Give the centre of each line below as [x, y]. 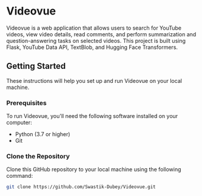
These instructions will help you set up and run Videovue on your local [94, 80]
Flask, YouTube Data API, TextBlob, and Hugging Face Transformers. [92, 47]
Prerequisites [26, 103]
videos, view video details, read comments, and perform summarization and [101, 34]
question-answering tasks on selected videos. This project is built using [96, 41]
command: [20, 176]
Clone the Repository [38, 156]
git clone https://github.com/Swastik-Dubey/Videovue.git [81, 187]
